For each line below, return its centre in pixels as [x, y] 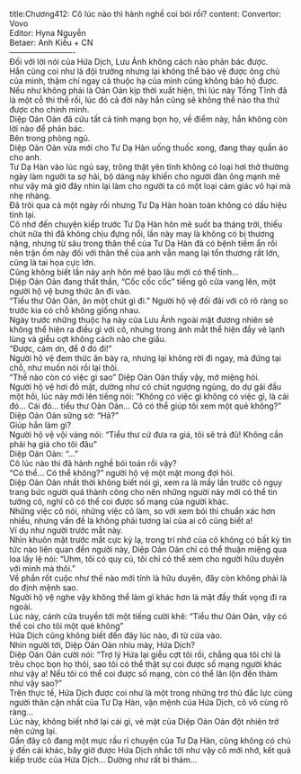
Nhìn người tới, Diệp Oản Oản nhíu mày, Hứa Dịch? [102, 645]
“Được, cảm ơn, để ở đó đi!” [61, 348]
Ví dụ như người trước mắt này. [66, 530]
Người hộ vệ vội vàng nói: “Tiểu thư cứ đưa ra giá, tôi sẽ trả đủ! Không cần [146, 435]
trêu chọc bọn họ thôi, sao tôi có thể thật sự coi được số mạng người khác [146, 664]
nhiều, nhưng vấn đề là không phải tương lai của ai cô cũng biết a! [131, 521]
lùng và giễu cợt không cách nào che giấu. [88, 339]
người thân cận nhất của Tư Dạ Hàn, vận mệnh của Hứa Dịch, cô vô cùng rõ [149, 702]
